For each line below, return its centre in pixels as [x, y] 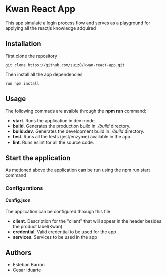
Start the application [38, 158]
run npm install [22, 83]
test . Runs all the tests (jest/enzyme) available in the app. [72, 136]
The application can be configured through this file [58, 211]
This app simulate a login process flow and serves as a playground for [78, 23]
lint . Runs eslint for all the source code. [53, 142]
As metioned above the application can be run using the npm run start [78, 170]
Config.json [18, 200]
